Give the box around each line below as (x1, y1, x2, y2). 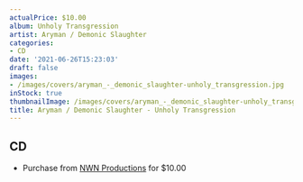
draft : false (9, 64, 59, 73)
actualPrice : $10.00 (9, 13, 87, 23)
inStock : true (9, 88, 63, 97)
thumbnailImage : (9, 96, 70, 106)
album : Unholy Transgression (9, 22, 119, 31)
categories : (9, 38, 54, 48)
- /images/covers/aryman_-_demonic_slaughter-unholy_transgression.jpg (9, 80, 284, 89)
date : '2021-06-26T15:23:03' (9, 55, 119, 64)
